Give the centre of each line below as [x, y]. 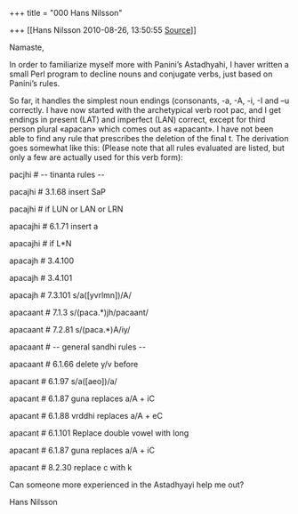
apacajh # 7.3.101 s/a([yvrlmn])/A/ [70, 295]
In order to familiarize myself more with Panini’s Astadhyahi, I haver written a [149, 64]
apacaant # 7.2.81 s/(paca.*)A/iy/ [70, 329]
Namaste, [27, 47]
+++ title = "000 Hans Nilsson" [66, 13]
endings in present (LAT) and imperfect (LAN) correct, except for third [137, 120]
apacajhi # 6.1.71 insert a [54, 226]
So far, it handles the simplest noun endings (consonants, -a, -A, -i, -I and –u [149, 100]
